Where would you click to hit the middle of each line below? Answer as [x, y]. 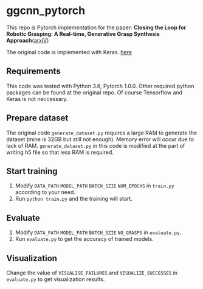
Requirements [33, 71]
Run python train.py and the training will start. [74, 199]
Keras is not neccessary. [37, 99]
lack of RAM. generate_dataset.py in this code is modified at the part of [96, 145]
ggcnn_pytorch [46, 11]
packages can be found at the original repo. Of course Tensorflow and [95, 92]
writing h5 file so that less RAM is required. [60, 152]
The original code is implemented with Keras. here [69, 52]
